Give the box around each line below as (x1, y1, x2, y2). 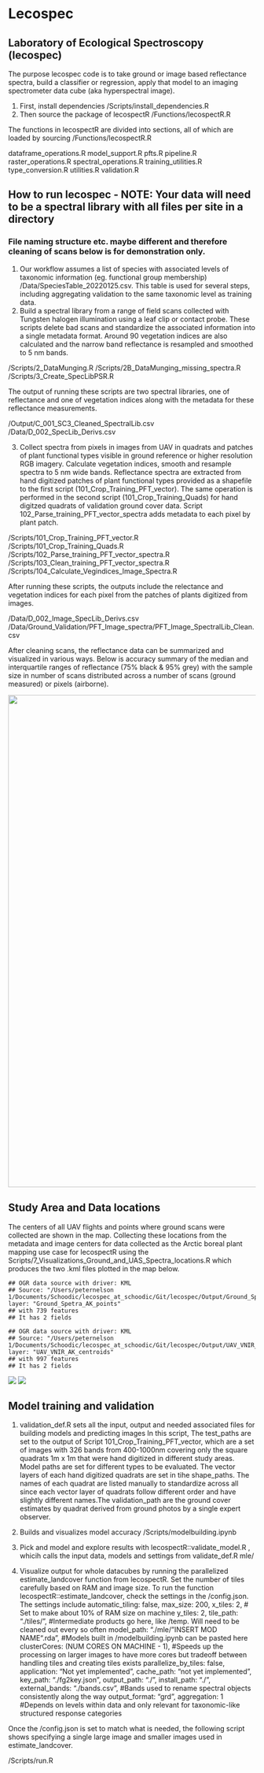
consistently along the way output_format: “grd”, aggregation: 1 (19, 1692, 224, 1701)
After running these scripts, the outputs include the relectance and (8, 581, 224, 591)
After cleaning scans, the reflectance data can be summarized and (8, 645, 224, 655)
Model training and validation (8, 1399, 155, 1412)
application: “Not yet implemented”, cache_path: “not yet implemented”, (19, 1667, 252, 1676)
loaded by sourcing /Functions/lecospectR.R (8, 133, 152, 143)
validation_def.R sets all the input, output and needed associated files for (19, 1420, 255, 1430)
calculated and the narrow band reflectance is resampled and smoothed (19, 339, 254, 349)
